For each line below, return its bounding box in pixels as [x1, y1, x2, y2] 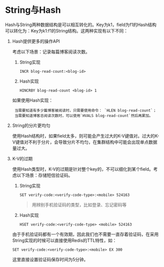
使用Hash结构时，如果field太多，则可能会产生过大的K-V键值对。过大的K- [12, 133, 160, 139]
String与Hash [5, 4, 61, 16]
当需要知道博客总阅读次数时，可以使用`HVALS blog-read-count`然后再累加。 [14, 113, 153, 118]
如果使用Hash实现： [12, 97, 53, 103]
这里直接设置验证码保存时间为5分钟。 [12, 256, 88, 262]
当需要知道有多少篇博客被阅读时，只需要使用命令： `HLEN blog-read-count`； [14, 108, 157, 113]
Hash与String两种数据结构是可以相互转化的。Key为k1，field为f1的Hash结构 [5, 22, 157, 28]
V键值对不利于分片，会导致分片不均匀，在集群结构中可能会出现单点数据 [12, 139, 158, 145]
